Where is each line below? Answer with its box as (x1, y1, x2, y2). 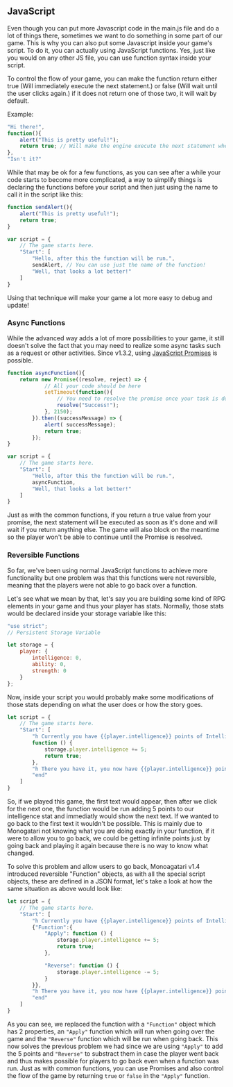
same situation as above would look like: (7, 885, 123, 893)
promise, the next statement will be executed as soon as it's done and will (7, 518, 218, 526)
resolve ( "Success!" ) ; (56, 402, 119, 409)
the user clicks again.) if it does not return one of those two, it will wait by (7, 89, 217, 97)
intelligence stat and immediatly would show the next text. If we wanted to (7, 812, 219, 820)
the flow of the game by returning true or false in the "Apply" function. (7, 1071, 210, 1079)
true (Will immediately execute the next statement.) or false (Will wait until (7, 81, 218, 90)
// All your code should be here (44, 382, 141, 390)
